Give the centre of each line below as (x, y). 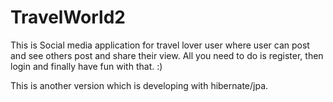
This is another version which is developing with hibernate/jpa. (139, 85)
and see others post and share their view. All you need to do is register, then (167, 55)
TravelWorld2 (68, 17)
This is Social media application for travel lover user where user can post (160, 45)
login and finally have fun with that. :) (86, 66)
